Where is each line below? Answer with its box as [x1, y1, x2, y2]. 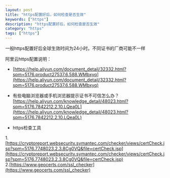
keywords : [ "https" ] [5, 17, 49, 22]
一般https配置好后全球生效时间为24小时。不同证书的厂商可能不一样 [5, 45, 146, 51]
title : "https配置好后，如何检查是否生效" [5, 12, 86, 17]
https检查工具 [12, 125, 41, 131]
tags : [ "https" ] [5, 31, 39, 36]
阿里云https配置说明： [5, 56, 52, 62]
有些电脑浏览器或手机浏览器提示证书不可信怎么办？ [12, 93, 119, 98]
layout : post [5, 7, 33, 13]
